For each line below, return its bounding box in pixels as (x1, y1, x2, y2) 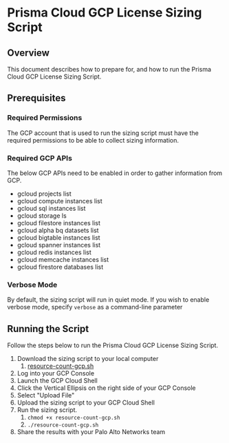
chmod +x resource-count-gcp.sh (27, 415, 120, 422)
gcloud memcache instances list (17, 255, 109, 263)
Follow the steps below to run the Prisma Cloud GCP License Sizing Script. (7, 341, 219, 349)
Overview (7, 47, 50, 59)
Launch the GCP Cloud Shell (17, 377, 98, 385)
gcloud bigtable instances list (17, 233, 101, 242)
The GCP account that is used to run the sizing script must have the (7, 129, 199, 137)
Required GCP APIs (7, 153, 72, 163)
